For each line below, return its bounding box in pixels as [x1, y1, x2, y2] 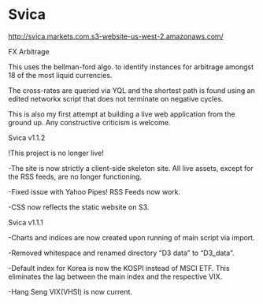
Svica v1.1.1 [8, 217, 43, 227]
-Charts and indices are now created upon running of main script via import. [8, 232, 255, 242]
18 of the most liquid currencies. [8, 70, 113, 80]
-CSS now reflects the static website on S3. [8, 202, 150, 212]
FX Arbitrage [8, 46, 50, 56]
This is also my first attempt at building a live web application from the [8, 109, 235, 119]
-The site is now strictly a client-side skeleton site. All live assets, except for [8, 163, 254, 172]
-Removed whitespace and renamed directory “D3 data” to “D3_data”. [8, 248, 235, 258]
